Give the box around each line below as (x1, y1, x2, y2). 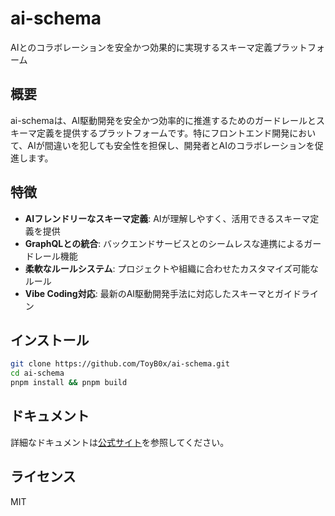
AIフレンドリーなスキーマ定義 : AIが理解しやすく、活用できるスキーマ (24, 212, 311, 224)
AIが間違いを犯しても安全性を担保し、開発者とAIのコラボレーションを (27, 139, 315, 151)
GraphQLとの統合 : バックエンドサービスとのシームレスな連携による (24, 237, 305, 249)
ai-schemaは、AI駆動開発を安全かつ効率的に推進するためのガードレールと (10, 114, 317, 126)
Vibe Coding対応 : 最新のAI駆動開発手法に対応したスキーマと (24, 287, 276, 299)
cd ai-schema (10, 368, 65, 379)
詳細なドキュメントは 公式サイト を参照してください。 (10, 436, 230, 448)
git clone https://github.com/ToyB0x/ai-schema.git (10, 359, 230, 369)
